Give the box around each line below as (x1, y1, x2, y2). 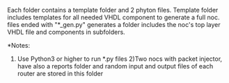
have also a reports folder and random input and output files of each (17, 62, 214, 70)
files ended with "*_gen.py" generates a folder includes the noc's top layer (7, 21, 221, 28)
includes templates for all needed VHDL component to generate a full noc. (7, 13, 220, 21)
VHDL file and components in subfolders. (7, 28, 125, 36)
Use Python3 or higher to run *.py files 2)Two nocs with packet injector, (17, 55, 223, 63)
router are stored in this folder (17, 69, 103, 77)
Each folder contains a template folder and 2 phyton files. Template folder (7, 6, 219, 14)
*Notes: (7, 41, 31, 49)
